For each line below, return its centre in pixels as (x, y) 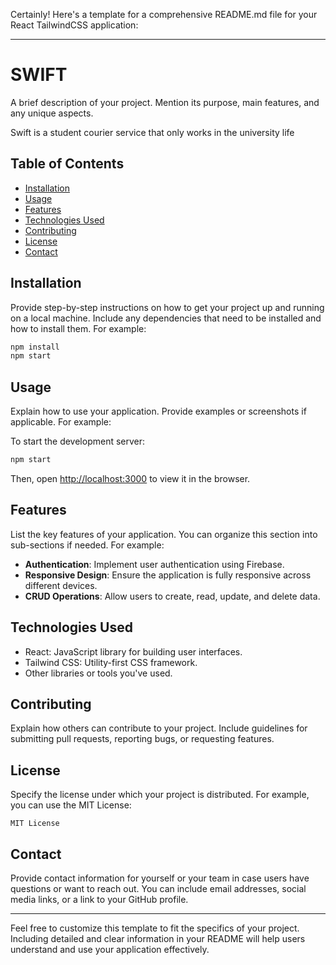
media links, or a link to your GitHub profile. (99, 900)
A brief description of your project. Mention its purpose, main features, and (165, 102)
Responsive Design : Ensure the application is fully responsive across (168, 575)
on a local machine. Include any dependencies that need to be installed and (166, 318)
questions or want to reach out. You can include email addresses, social (158, 889)
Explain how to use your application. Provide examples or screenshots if (158, 411)
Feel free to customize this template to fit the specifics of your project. (155, 928)
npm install (35, 347)
